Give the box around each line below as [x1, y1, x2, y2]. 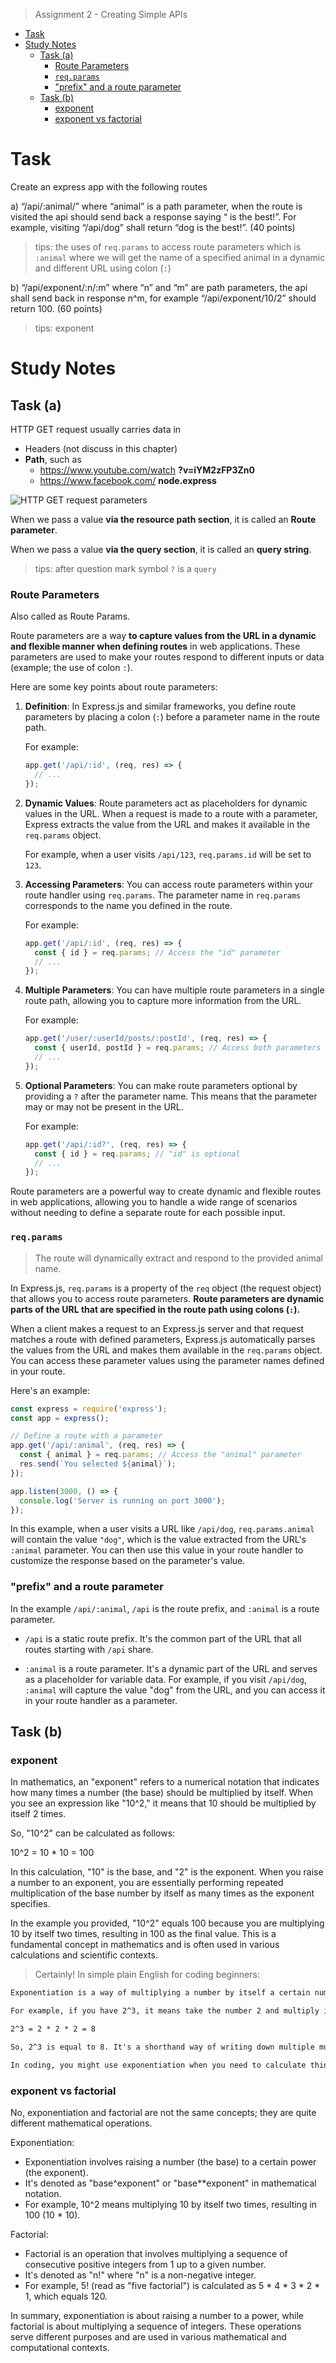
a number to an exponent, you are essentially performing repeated [10, 1877, 284, 1889]
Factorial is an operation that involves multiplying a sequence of [24, 2248, 288, 2260]
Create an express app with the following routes [10, 180, 208, 193]
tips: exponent [34, 322, 95, 334]
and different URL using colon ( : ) [34, 262, 172, 274]
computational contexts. [10, 2342, 110, 2354]
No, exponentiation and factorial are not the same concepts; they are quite [10, 2107, 317, 2119]
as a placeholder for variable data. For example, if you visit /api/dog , [24, 1673, 308, 1685]
